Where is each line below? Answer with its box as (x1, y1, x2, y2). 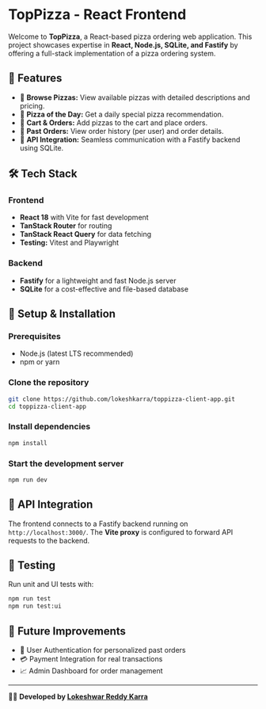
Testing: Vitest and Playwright (19, 238, 120, 247)
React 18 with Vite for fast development (19, 212, 149, 223)
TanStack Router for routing (19, 221, 112, 231)
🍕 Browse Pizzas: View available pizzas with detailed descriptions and (19, 93, 251, 102)
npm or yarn (19, 357, 60, 367)
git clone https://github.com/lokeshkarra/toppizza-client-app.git (8, 395, 236, 403)
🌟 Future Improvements (8, 624, 127, 638)
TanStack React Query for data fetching (19, 230, 152, 239)
